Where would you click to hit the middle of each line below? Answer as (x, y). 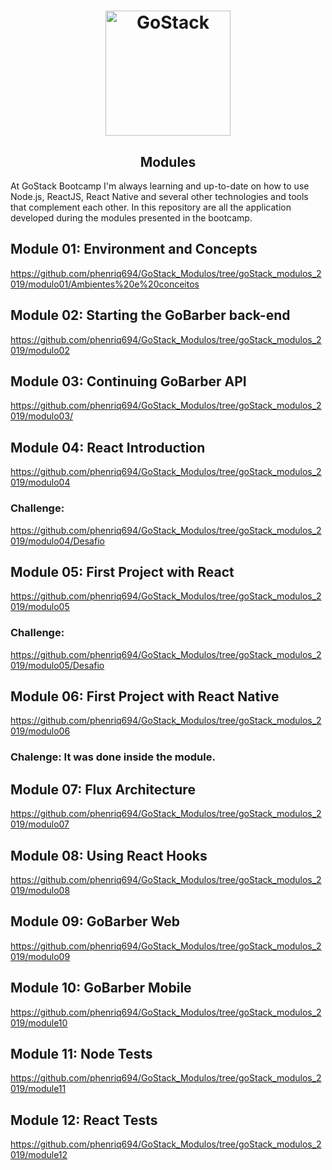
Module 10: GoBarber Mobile (101, 988)
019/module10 (39, 1022)
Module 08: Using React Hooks (109, 855)
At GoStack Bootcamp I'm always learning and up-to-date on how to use (160, 186)
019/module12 (39, 1155)
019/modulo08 (40, 891)
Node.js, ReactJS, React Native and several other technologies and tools (159, 196)
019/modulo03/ (42, 416)
